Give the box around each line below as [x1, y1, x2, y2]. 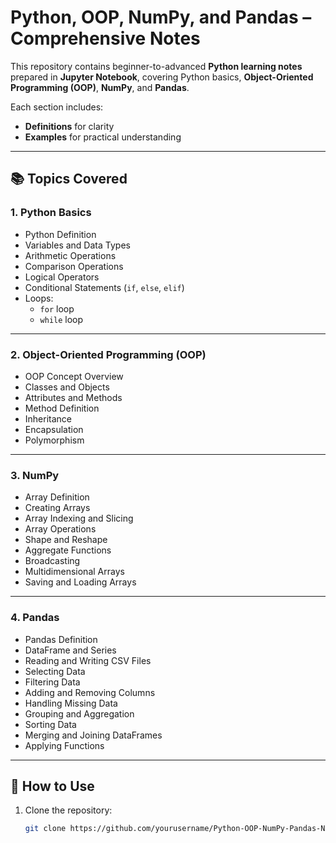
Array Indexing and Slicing [24, 512, 134, 525]
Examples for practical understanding [24, 131, 182, 143]
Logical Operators [24, 271, 100, 283]
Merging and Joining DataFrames [24, 729, 163, 741]
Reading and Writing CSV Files [24, 654, 152, 666]
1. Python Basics [10, 206, 92, 220]
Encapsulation [24, 423, 84, 435]
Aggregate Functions [24, 544, 112, 556]
